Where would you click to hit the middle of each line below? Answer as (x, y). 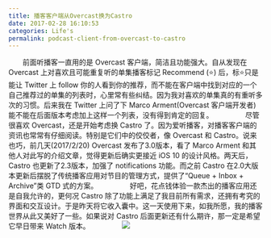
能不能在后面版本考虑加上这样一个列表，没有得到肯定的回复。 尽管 (134, 115)
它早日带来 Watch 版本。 (49, 226)
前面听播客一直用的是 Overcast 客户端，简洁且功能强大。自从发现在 (135, 62)
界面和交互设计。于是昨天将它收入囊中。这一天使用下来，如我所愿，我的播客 (135, 206)
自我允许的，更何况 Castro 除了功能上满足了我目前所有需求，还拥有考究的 (138, 196)
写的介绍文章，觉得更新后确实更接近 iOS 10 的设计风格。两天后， (144, 156)
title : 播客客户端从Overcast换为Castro (71, 16)
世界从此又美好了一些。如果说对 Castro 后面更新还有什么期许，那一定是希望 (134, 216)
